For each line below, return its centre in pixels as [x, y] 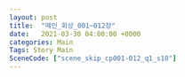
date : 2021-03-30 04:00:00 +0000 [75, 34]
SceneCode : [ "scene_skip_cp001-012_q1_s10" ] [93, 58]
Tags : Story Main [41, 50]
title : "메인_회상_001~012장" [62, 26]
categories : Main [41, 42]
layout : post [33, 17]
